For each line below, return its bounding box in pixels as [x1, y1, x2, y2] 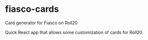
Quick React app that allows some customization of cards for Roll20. [5, 29, 144, 35]
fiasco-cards [5, 3, 59, 15]
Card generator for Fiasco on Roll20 [5, 20, 78, 26]
